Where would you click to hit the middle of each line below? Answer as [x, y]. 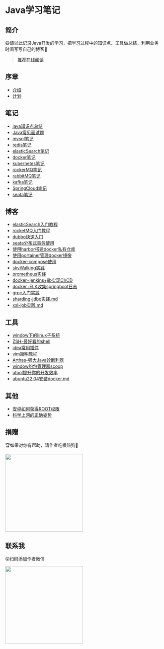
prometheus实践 [29, 274]
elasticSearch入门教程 [35, 225]
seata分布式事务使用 [33, 243]
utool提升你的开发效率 [35, 373]
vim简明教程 [25, 354]
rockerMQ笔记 [27, 169]
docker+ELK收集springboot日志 [45, 287]
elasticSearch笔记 [31, 151]
